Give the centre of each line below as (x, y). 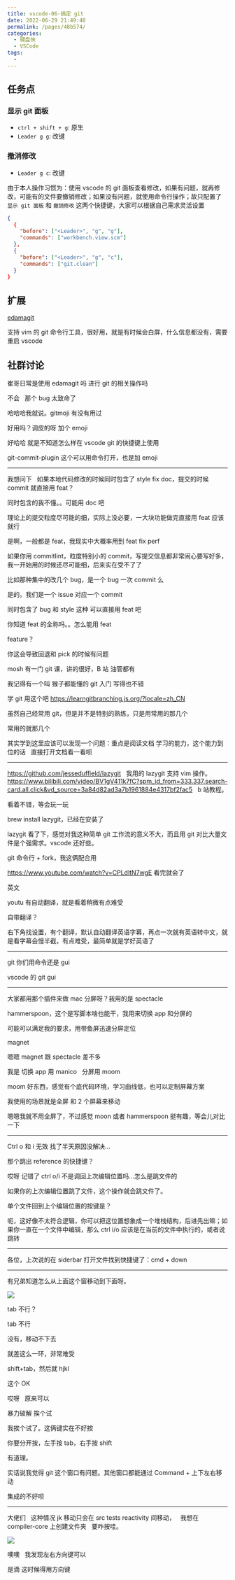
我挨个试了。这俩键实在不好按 (50, 1428)
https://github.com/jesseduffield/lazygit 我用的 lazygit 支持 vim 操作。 (109, 773)
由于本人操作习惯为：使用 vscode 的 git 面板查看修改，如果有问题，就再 (111, 188)
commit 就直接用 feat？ (41, 488)
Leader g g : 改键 (41, 136)
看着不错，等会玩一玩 (38, 805)
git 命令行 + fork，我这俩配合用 (52, 858)
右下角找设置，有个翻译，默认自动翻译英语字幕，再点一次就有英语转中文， (114, 932)
